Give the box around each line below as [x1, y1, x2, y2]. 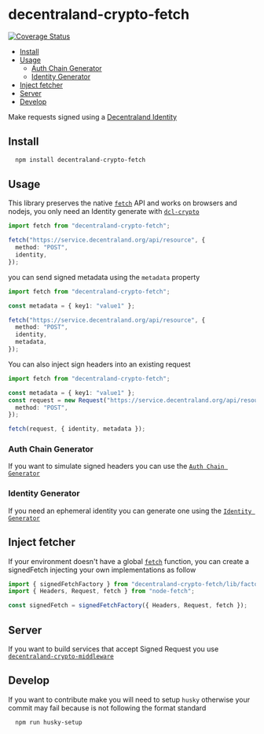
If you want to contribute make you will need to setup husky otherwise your [8, 695, 250, 704]
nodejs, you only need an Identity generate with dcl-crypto [8, 207, 200, 216]
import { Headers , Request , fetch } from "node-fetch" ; [8, 588, 195, 596]
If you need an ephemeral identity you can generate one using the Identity [8, 506, 252, 515]
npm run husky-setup [15, 718, 82, 726]
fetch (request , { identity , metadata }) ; [8, 425, 146, 433]
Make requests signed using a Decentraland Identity [8, 112, 178, 121]
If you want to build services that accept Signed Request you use [8, 644, 219, 654]
